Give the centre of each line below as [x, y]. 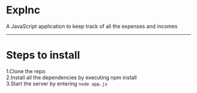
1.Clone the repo [26, 71]
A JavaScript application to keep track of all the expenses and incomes [92, 26]
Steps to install [43, 55]
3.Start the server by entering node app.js [57, 83]
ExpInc [23, 10]
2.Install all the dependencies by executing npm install [72, 77]
